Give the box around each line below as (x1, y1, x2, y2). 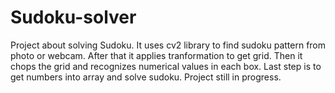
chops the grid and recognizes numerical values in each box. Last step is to (10, 60, 322, 72)
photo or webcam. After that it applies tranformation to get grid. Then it (10, 49, 303, 61)
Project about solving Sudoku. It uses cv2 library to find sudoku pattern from (10, 39, 327, 51)
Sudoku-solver (10, 6, 137, 29)
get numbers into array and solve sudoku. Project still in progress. (10, 71, 282, 83)
